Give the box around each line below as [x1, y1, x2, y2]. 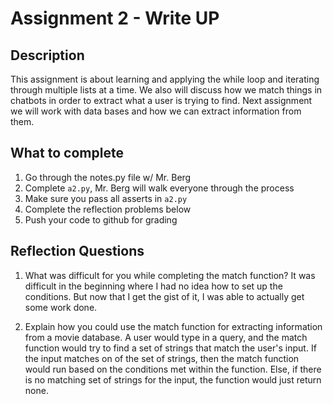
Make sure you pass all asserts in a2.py [24, 192, 188, 204]
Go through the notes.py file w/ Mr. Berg [24, 171, 192, 183]
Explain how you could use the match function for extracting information [24, 320, 323, 332]
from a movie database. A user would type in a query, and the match [24, 331, 308, 343]
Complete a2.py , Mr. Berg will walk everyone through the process [24, 182, 295, 194]
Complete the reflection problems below [24, 203, 192, 215]
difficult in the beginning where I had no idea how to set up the [24, 280, 283, 292]
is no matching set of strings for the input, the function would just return [24, 373, 322, 386]
